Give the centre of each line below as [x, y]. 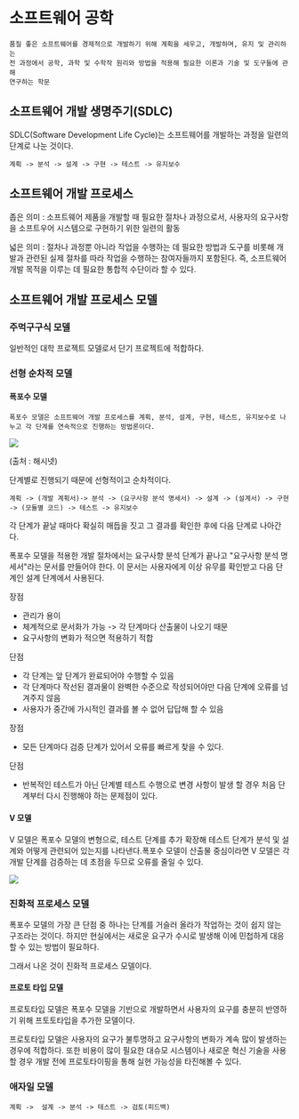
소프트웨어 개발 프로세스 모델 [84, 299]
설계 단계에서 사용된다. [65, 578]
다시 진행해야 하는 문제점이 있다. [102, 796]
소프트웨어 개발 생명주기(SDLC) [91, 112]
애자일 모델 [32, 1087]
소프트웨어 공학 [61, 18]
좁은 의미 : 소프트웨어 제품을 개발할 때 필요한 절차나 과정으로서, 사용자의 [133, 217]
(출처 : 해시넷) [33, 461]
